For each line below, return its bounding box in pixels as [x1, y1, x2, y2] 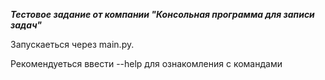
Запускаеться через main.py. [10, 39, 135, 50]
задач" [10, 19, 43, 31]
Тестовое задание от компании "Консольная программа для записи [10, 9, 315, 20]
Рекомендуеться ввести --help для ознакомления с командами [10, 58, 283, 69]
